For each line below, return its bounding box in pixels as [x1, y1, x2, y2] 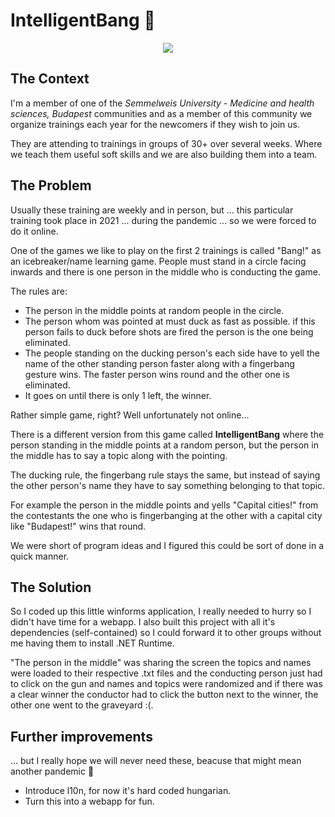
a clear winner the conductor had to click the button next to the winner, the [10, 689, 319, 701]
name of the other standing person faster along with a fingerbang [24, 357, 295, 369]
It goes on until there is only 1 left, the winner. [24, 389, 212, 401]
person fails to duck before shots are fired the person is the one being [24, 325, 314, 338]
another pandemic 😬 [10, 765, 95, 778]
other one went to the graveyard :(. [10, 699, 154, 711]
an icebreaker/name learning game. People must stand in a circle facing [10, 255, 307, 267]
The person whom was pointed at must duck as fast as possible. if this [24, 315, 316, 327]
